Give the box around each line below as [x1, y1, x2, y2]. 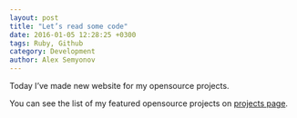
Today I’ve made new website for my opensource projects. [9, 81, 230, 91]
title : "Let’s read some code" [9, 22, 128, 31]
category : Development [9, 47, 96, 56]
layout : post [9, 13, 59, 23]
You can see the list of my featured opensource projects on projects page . [9, 98, 289, 109]
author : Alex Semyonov [9, 55, 96, 64]
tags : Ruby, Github [9, 38, 84, 48]
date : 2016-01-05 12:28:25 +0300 [9, 30, 137, 39]
